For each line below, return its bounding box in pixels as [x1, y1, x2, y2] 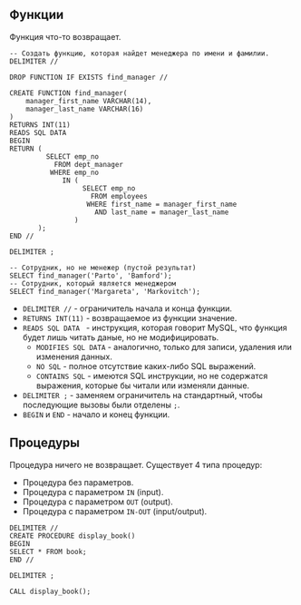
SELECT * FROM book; [9, 547, 88, 556]
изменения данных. [35, 351, 113, 362]
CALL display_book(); [9, 587, 92, 596]
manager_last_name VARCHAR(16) [25, 104, 144, 113]
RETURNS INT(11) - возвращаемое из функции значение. [22, 312, 238, 323]
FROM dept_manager [53, 160, 124, 169]
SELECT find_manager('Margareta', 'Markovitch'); [9, 287, 201, 296]
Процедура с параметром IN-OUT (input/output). [22, 505, 208, 516]
